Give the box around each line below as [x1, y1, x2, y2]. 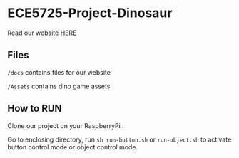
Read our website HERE [7, 28, 77, 37]
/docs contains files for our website [7, 68, 111, 76]
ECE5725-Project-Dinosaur [7, 5, 173, 21]
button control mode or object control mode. [7, 142, 138, 151]
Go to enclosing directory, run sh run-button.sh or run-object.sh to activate [7, 135, 232, 144]
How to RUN [7, 102, 62, 115]
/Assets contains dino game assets [7, 82, 111, 90]
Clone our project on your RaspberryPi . [7, 121, 125, 130]
